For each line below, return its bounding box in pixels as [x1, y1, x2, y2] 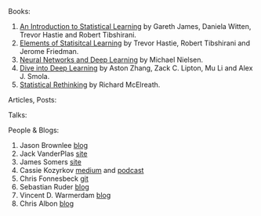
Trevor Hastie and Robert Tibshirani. [19, 31, 137, 39]
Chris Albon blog [19, 199, 74, 208]
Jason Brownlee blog [19, 141, 89, 149]
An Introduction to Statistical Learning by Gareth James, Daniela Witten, [19, 22, 252, 31]
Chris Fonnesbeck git [19, 174, 89, 183]
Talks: [8, 110, 27, 120]
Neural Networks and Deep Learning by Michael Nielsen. [19, 55, 204, 64]
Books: [8, 7, 31, 16]
